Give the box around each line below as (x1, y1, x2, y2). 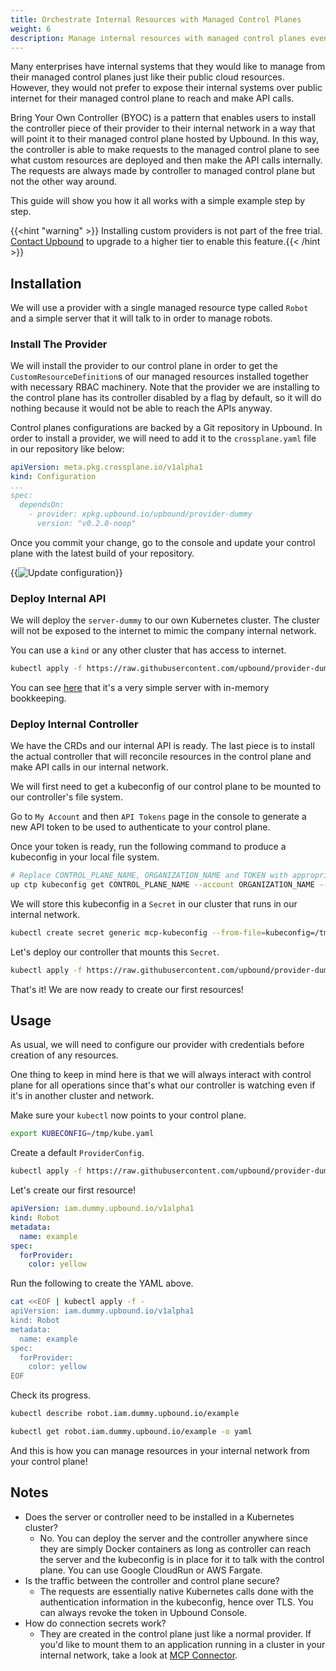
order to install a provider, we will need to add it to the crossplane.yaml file (10, 432, 317, 445)
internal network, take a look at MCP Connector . (39, 1649, 238, 1661)
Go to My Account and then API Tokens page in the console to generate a (10, 811, 307, 823)
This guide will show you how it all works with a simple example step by (10, 195, 306, 207)
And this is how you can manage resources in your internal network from (10, 1444, 310, 1456)
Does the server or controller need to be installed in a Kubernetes (24, 1511, 295, 1523)
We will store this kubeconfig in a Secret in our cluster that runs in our (10, 897, 298, 910)
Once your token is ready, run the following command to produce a (10, 841, 287, 853)
